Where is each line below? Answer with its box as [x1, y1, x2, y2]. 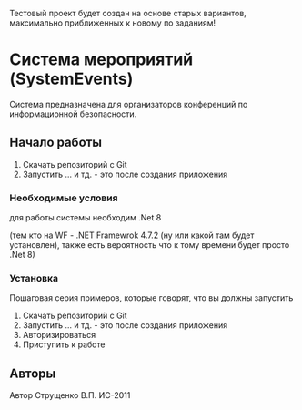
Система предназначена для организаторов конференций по [9, 98, 248, 109]
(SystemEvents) [9, 68, 134, 89]
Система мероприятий [9, 49, 194, 70]
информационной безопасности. [9, 108, 137, 119]
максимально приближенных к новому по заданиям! [9, 17, 216, 28]
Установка [9, 272, 59, 284]
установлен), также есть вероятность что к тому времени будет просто [9, 240, 290, 251]
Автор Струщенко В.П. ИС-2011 [9, 390, 131, 401]
